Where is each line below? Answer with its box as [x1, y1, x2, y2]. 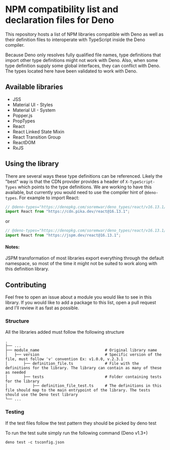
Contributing [5, 280, 47, 289]
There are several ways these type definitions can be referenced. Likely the [5, 173, 163, 179]
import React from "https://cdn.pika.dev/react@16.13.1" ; [5, 209, 130, 214]
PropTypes [12, 118, 35, 124]
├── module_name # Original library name [5, 348, 157, 353]
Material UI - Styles [12, 102, 53, 108]
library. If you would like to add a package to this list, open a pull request [5, 300, 156, 306]
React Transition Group [12, 134, 61, 140]
